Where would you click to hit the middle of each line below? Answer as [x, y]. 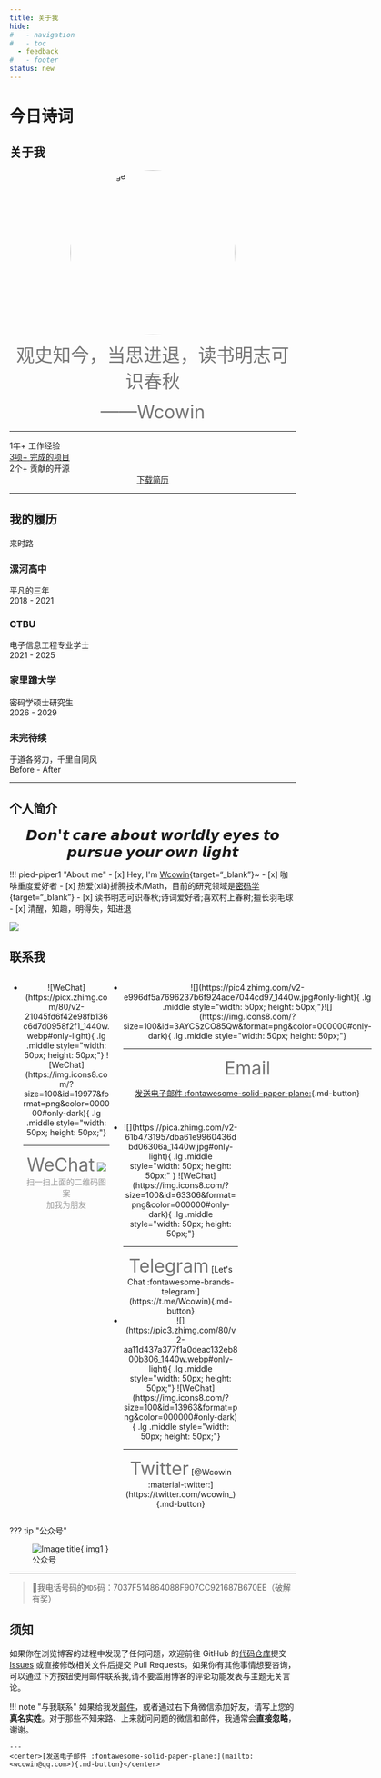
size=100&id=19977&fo [66, 1094]
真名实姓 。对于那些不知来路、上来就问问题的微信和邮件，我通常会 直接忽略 [149, 1718]
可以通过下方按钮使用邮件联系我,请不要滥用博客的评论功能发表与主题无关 [146, 1676]
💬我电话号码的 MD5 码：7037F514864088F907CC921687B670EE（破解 [161, 1587]
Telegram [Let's [181, 1265]
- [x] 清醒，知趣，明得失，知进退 [70, 908]
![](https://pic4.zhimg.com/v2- [247, 987]
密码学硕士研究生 [41, 702]
